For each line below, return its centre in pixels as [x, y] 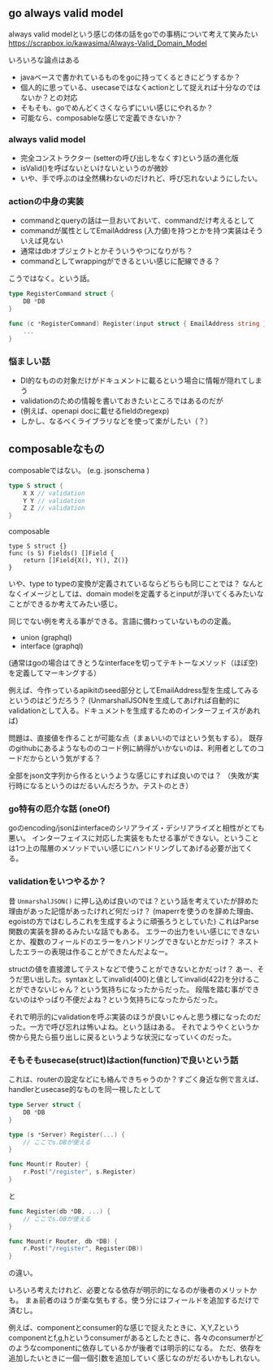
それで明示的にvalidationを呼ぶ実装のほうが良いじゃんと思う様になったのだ [135, 1017]
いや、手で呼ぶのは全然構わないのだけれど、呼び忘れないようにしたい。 [141, 179]
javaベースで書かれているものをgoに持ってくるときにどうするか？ [130, 77]
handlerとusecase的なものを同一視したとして [85, 1090]
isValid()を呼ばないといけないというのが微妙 [94, 168]
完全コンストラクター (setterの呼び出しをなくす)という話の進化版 [130, 158]
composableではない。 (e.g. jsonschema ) [79, 470]
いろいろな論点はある [44, 59]
